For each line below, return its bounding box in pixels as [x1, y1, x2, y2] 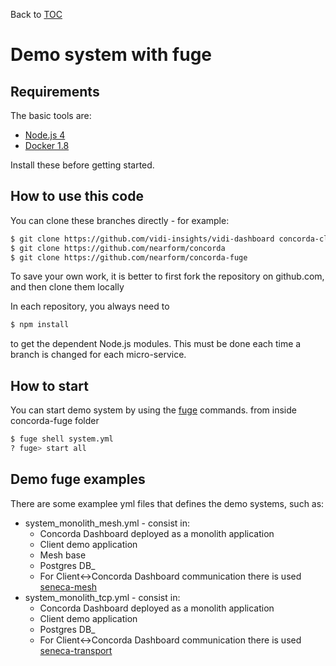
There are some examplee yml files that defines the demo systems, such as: [10, 497, 325, 509]
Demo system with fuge [10, 44, 213, 66]
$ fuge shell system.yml [10, 434, 114, 444]
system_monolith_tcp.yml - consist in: [24, 591, 181, 603]
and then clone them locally [10, 281, 125, 293]
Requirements [10, 83, 100, 100]
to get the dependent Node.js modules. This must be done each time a [10, 338, 302, 350]
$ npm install [10, 320, 70, 330]
